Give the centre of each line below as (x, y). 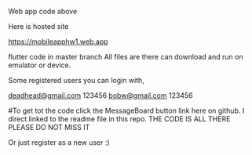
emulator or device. (40, 65)
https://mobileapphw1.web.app (58, 41)
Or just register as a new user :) (59, 142)
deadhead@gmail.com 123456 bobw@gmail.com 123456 (101, 96)
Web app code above (43, 11)
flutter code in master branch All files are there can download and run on (126, 57)
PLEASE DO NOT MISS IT (49, 127)
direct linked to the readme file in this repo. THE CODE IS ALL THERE (119, 119)
